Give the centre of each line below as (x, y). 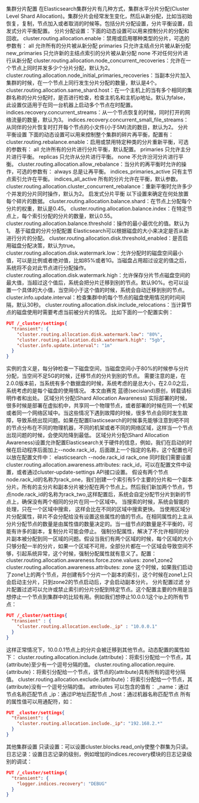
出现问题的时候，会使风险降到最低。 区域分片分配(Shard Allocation (88, 435)
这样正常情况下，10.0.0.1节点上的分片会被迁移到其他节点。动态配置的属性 (95, 650)
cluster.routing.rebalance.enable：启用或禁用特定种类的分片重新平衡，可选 (97, 142)
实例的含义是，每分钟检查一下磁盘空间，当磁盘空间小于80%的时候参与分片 (98, 368)
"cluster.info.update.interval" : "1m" (65, 345)
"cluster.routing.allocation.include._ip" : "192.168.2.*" (90, 724)
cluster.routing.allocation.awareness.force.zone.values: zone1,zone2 (90, 560)
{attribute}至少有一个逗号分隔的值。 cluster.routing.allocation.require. (91, 664)
